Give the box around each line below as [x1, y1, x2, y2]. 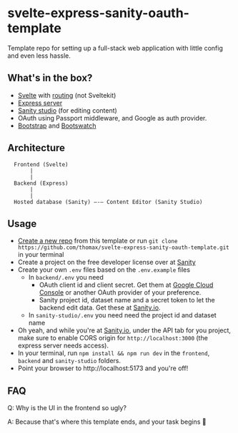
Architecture [7, 142, 66, 154]
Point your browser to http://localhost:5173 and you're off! [17, 364, 189, 372]
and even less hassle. [7, 51, 71, 60]
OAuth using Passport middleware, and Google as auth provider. [17, 113, 207, 122]
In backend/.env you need [28, 273, 104, 282]
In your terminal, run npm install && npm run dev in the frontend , [17, 349, 210, 357]
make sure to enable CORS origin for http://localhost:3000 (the [17, 334, 209, 342]
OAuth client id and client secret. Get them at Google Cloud [39, 280, 214, 290]
